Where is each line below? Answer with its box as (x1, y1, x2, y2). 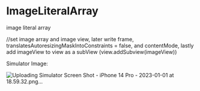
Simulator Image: (6, 60, 48, 67)
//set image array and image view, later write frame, (6, 35, 134, 43)
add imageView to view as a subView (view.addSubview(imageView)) (6, 48, 177, 55)
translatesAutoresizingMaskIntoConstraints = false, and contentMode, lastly (6, 42, 194, 49)
